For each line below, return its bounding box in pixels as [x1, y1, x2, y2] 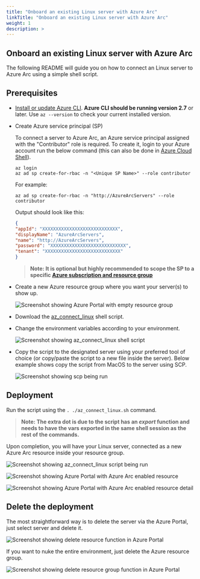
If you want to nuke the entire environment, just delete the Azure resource [6, 548, 190, 555]
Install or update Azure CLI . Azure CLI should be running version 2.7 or [14, 104, 194, 111]
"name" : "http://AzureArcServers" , [14, 237, 105, 243]
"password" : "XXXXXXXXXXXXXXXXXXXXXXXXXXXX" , [14, 243, 131, 249]
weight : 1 [6, 20, 31, 26]
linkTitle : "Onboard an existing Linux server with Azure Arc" [6, 15, 169, 21]
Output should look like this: [14, 208, 84, 215]
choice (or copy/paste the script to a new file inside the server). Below [14, 355, 190, 362]
